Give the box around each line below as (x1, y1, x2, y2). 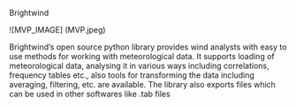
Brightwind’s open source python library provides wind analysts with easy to (9, 42, 287, 52)
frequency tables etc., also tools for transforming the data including (9, 70, 254, 80)
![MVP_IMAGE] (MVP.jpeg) (9, 25, 106, 34)
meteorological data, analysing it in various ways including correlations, (9, 61, 269, 71)
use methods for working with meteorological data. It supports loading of (9, 51, 276, 61)
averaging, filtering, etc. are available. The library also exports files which (9, 79, 277, 89)
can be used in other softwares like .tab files (9, 88, 171, 99)
